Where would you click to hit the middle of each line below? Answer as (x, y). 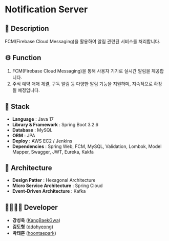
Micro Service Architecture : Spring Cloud (57, 186)
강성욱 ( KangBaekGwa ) (36, 220)
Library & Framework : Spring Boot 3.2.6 (55, 124)
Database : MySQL (32, 130)
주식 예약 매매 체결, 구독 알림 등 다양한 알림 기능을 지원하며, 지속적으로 (82, 84)
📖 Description (27, 29)
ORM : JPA (24, 135)
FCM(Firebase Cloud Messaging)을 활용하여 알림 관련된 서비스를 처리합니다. (83, 41)
